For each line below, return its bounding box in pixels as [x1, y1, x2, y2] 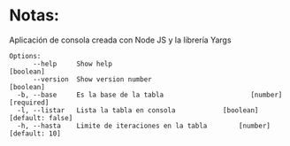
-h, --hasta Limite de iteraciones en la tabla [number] [17, 121, 271, 130]
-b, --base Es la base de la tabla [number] [17, 90, 283, 99]
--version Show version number [32, 74, 152, 84]
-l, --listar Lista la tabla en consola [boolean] [17, 105, 259, 115]
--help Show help [32, 59, 113, 68]
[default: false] [9, 113, 73, 122]
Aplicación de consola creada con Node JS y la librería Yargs [9, 35, 232, 45]
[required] [9, 98, 50, 107]
